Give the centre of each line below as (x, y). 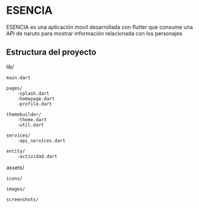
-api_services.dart (41, 141)
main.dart (19, 78)
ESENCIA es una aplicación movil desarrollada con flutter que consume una (99, 27)
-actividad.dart (37, 156)
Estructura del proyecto (52, 52)
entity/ (16, 151)
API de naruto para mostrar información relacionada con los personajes (94, 33)
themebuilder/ (24, 114)
